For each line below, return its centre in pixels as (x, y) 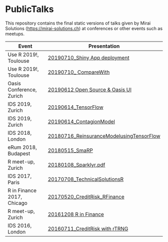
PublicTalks (29, 9)
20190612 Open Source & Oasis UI (89, 90)
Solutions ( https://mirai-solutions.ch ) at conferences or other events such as (84, 28)
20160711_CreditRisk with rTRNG (88, 228)
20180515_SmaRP (70, 150)
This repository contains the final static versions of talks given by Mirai (78, 23)
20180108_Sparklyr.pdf (76, 165)
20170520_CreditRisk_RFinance (86, 196)
